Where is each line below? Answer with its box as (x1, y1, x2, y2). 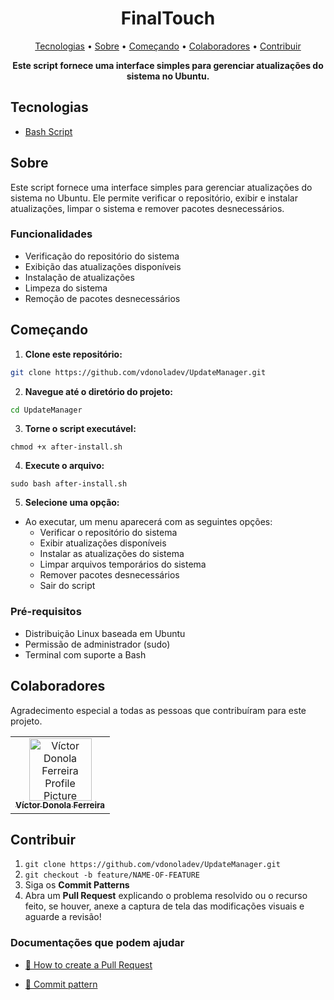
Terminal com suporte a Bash (24, 648, 147, 661)
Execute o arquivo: (24, 460, 105, 472)
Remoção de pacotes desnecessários (24, 292, 181, 304)
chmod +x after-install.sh (10, 442, 123, 452)
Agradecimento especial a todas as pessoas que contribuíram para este (10, 704, 307, 716)
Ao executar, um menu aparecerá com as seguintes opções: (24, 516, 273, 528)
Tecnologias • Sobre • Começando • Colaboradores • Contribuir (34, 40, 302, 52)
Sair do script (39, 580, 96, 592)
